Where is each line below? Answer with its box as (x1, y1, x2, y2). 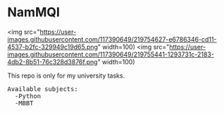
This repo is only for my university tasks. (7, 71, 125, 80)
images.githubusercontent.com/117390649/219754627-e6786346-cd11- (7, 35, 217, 43)
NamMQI (7, 4, 60, 20)
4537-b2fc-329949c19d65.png (7, 42, 99, 51)
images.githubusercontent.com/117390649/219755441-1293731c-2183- (7, 50, 215, 59)
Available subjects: (7, 85, 79, 93)
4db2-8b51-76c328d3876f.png (7, 57, 98, 66)
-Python (14, 92, 41, 100)
